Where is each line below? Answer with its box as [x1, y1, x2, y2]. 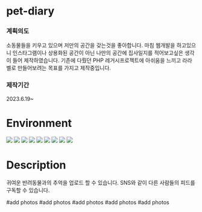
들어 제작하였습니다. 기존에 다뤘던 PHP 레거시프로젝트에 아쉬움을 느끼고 [12, 57, 181, 64]
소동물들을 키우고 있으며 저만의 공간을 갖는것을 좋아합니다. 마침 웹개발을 [6, 42, 175, 49]
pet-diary [6, 4, 55, 18]
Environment [6, 116, 72, 130]
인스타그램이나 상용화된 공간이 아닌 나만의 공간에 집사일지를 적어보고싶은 [12, 50, 184, 57]
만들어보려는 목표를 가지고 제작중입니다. [17, 65, 112, 72]
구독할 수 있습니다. [6, 186, 50, 194]
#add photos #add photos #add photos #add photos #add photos [6, 198, 170, 206]
